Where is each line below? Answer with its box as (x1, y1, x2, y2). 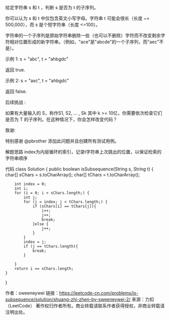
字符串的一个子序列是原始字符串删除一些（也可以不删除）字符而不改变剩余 (5, 33, 161, 38)
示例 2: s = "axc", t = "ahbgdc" (5, 78, 70, 83)
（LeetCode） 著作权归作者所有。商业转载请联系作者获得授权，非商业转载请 (5, 303, 165, 309)
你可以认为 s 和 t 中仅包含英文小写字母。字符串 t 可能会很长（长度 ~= (5, 15, 150, 21)
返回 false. (5, 89, 27, 94)
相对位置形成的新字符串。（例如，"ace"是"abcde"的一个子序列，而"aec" (9, 39, 159, 45)
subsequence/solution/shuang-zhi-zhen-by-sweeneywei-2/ (5, 297, 131, 302)
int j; (23, 195, 38, 200)
